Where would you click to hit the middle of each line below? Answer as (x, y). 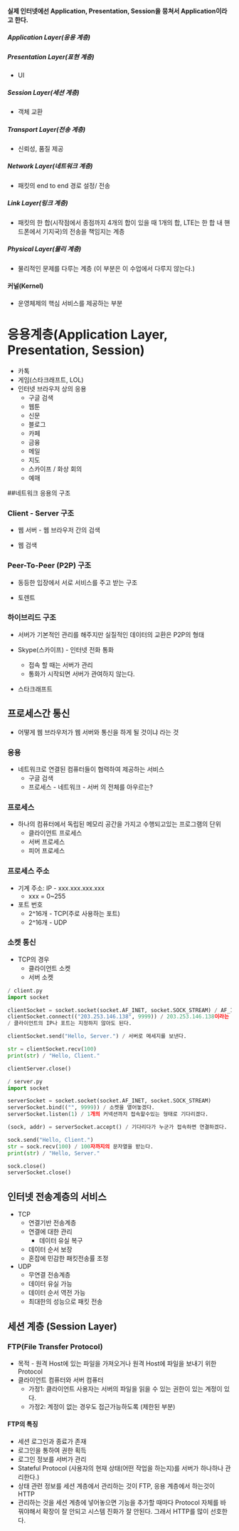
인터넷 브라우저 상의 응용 (52, 388)
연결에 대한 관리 (50, 1232)
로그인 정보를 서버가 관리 (52, 1459)
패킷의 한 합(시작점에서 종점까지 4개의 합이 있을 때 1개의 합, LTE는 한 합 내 (120, 222)
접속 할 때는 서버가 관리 (61, 665)
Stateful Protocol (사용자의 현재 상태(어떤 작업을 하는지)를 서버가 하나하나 (121, 1468)
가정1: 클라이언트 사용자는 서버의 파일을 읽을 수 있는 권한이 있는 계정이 (125, 1388)
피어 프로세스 (47, 851)
